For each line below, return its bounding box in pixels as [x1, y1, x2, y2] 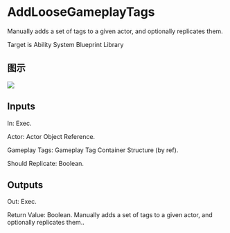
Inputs [7, 101, 36, 113]
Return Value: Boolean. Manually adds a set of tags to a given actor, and [7, 211, 213, 219]
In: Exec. [7, 119, 32, 127]
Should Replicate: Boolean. [7, 159, 85, 167]
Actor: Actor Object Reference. [7, 132, 96, 140]
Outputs [7, 179, 44, 191]
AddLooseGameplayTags [7, 4, 155, 20]
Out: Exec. [7, 198, 37, 206]
